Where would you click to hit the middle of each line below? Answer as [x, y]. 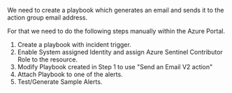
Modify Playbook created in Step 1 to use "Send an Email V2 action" [115, 67]
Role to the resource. [48, 59]
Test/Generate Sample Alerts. [60, 82]
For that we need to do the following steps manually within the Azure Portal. [116, 31]
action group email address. [48, 17]
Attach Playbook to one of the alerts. [70, 74]
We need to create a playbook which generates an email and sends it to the [116, 10]
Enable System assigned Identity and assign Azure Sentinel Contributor [120, 52]
